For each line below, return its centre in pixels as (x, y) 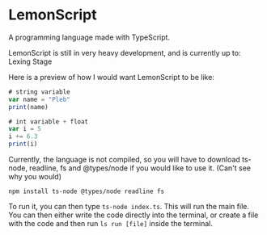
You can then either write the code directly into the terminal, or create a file (133, 215)
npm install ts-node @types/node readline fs (86, 191)
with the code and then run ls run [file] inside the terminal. (110, 224)
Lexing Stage (30, 61)
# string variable (39, 92)
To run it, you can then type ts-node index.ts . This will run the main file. (129, 207)
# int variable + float (49, 122)
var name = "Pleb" (39, 99)
